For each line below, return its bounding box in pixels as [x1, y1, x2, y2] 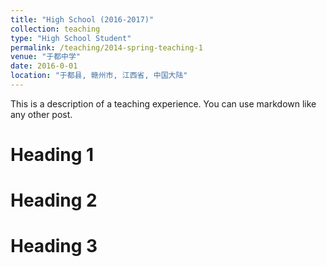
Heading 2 [10, 189, 98, 212]
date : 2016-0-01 [10, 61, 78, 71]
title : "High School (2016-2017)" [10, 14, 155, 25]
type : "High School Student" [10, 33, 132, 43]
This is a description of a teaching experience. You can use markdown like [10, 97, 317, 110]
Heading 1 [10, 144, 95, 166]
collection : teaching [10, 24, 101, 34]
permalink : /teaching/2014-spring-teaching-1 [10, 42, 203, 53]
